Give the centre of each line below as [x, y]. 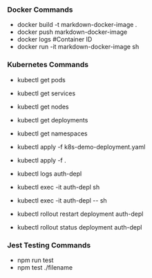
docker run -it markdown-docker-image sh [78, 47]
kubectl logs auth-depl [49, 174]
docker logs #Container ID [55, 39]
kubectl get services [46, 93]
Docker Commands [40, 10]
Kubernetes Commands [48, 65]
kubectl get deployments [53, 120]
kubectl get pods [41, 80]
